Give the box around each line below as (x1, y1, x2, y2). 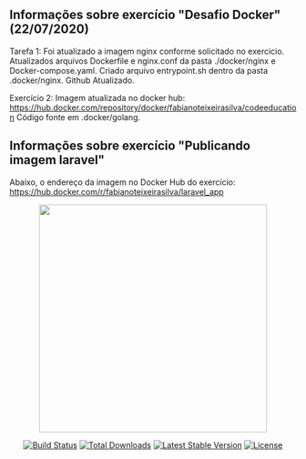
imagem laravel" (9, 152, 105, 168)
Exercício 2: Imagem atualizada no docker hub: (9, 92, 186, 103)
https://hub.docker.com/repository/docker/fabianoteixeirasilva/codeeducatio (9, 102, 297, 113)
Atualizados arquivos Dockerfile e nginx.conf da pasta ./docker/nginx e (9, 55, 276, 66)
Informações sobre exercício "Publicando (9, 138, 250, 154)
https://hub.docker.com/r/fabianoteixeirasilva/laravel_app (9, 186, 225, 197)
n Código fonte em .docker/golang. (9, 111, 141, 122)
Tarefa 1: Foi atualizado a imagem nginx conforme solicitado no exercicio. (9, 46, 285, 56)
